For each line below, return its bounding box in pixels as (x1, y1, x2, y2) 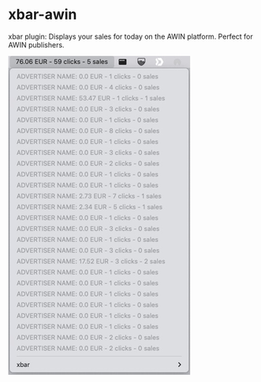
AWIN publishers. (8, 40, 65, 49)
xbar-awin (8, 6, 77, 24)
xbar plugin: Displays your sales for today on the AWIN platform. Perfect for (8, 32, 254, 41)
